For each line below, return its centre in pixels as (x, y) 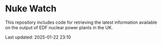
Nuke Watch (31, 9)
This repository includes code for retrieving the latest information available (81, 22)
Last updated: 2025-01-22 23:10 (38, 37)
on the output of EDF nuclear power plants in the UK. (59, 27)
